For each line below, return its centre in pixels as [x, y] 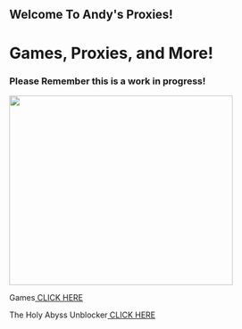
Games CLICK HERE [46, 297]
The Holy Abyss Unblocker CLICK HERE [83, 315]
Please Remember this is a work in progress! [108, 81]
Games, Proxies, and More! [112, 53]
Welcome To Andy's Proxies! [91, 15]
